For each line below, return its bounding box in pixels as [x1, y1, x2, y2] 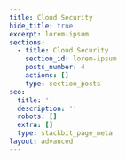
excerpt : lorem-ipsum [9, 29, 90, 38]
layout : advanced [9, 137, 74, 146]
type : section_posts [25, 79, 101, 88]
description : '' [17, 104, 77, 113]
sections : [9, 37, 46, 47]
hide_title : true [9, 21, 74, 30]
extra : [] [17, 121, 53, 130]
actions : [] [25, 71, 69, 80]
